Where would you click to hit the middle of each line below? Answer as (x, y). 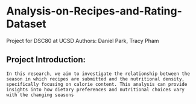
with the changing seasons (40, 95)
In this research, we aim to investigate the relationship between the (98, 74)
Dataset (26, 24)
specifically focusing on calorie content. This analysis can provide (97, 84)
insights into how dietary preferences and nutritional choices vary (96, 89)
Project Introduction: (46, 60)
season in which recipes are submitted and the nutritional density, (96, 79)
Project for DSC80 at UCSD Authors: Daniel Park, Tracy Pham (83, 41)
